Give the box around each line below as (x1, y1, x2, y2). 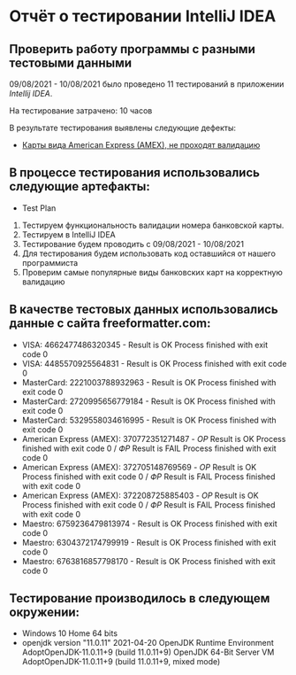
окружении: (9, 605, 80, 620)
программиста (21, 257, 79, 268)
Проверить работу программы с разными (9, 42, 256, 57)
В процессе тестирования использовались (9, 166, 261, 181)
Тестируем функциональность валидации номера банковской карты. (21, 220, 285, 230)
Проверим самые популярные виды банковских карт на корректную (21, 267, 283, 277)
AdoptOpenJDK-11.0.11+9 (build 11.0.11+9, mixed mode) (21, 656, 221, 667)
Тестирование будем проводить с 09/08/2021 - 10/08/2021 (21, 238, 245, 249)
